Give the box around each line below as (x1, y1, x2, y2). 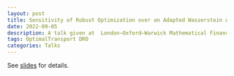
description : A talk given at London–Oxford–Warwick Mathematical (7, 29, 208, 37)
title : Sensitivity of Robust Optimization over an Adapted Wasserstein (7, 17, 223, 23)
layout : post (7, 10, 45, 17)
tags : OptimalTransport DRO (7, 36, 89, 43)
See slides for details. (7, 61, 70, 69)
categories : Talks (7, 42, 61, 49)
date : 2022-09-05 (7, 23, 58, 30)
